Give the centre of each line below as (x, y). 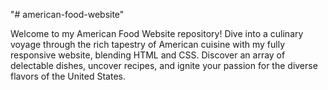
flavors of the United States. (68, 76)
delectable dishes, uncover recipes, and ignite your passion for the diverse (164, 65)
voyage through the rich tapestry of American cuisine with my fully (148, 44)
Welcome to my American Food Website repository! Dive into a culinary (157, 33)
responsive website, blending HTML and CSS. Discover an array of (148, 55)
